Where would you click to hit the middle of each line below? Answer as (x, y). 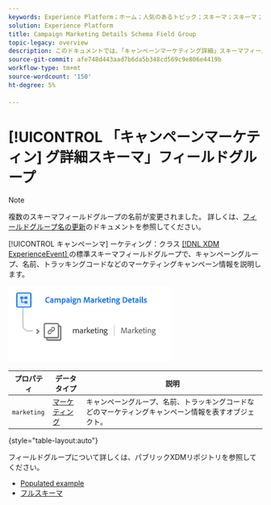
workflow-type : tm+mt (45, 69)
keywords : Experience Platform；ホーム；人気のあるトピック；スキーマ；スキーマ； (136, 17)
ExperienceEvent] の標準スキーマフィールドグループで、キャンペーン (123, 254)
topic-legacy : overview (48, 43)
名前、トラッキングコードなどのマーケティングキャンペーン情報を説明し (142, 264)
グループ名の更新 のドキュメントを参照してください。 (117, 227)
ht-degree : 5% (32, 85)
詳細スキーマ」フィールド (144, 157)
